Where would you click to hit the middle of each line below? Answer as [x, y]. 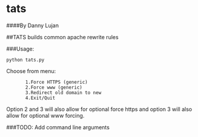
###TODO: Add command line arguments [58, 127]
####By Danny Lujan [33, 25]
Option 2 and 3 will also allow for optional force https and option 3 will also [99, 109]
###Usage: [20, 49]
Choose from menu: [31, 71]
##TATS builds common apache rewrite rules [63, 37]
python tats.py [25, 60]
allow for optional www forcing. [45, 115]
